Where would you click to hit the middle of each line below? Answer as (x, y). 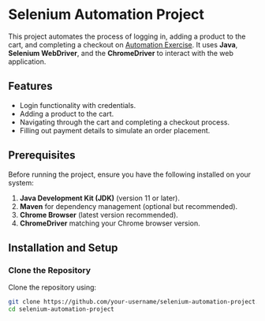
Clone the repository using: (52, 287)
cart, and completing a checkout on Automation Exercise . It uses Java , (123, 44)
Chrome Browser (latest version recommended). (99, 215)
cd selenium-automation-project (61, 309)
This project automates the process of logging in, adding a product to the (127, 36)
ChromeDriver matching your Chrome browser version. (110, 223)
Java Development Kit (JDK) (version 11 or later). (99, 198)
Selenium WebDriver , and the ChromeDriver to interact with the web (121, 53)
